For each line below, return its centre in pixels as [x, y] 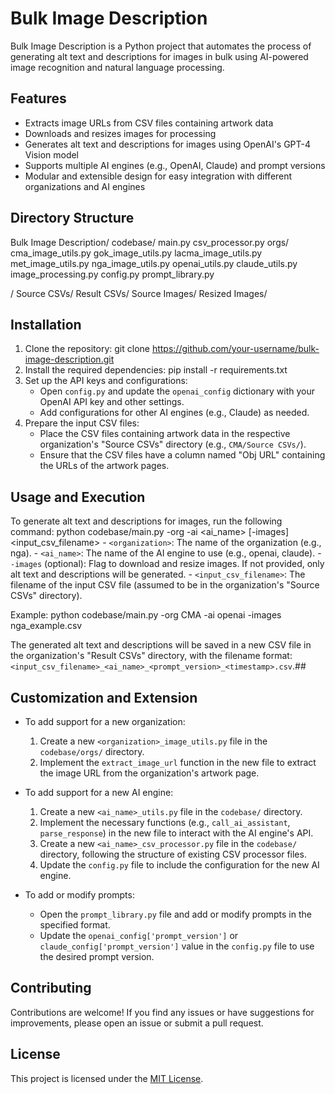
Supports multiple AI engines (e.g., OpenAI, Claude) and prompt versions [175, 165]
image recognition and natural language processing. [117, 67]
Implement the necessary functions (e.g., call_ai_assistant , [165, 822]
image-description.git [69, 359]
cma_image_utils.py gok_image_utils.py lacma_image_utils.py [136, 253]
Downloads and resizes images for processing [120, 133]
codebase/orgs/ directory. [92, 751]
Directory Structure [72, 218]
